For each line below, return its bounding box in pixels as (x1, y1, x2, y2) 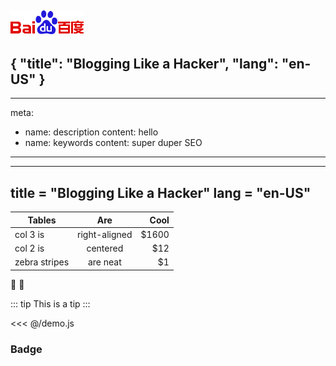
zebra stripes (14, 256, 70, 268)
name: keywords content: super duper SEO (24, 137, 203, 149)
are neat (87, 256, 122, 268)
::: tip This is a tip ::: (10, 297, 91, 310)
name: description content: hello (24, 126, 159, 138)
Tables (27, 214, 57, 226)
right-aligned (77, 228, 133, 240)
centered (86, 242, 124, 255)
